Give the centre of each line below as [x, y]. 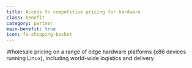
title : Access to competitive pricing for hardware [73, 12]
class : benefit [26, 18]
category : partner [30, 23]
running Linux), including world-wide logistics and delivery [80, 58]
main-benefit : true [31, 29]
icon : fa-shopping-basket [39, 35]
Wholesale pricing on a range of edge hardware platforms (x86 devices [96, 52]
